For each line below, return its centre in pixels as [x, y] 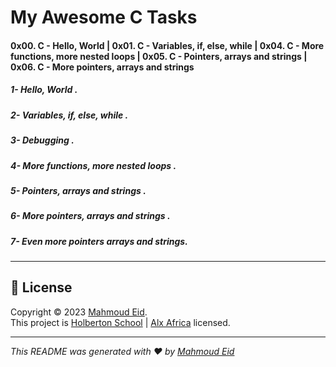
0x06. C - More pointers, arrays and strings [102, 67]
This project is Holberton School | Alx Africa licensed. [120, 322]
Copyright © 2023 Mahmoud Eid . [79, 312]
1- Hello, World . [44, 90]
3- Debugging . [42, 140]
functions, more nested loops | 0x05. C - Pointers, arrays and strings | [159, 56]
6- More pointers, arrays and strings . [90, 216]
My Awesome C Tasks [104, 17]
